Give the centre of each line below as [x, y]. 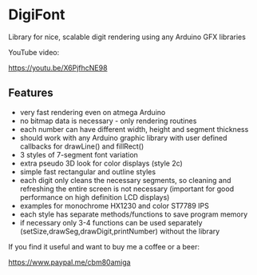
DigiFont [37, 15]
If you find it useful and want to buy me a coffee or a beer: [104, 246]
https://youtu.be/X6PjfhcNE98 [58, 68]
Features [31, 93]
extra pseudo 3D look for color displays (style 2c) [101, 163]
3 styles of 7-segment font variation [79, 154]
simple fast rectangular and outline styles [88, 171]
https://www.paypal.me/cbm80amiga [69, 262]
